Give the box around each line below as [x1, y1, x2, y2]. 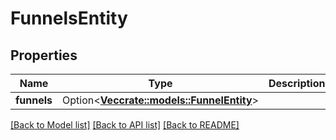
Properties [10, 47, 78, 64]
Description [268, 77, 326, 90]
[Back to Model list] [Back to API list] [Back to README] [10, 119, 240, 131]
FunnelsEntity [10, 7, 128, 30]
